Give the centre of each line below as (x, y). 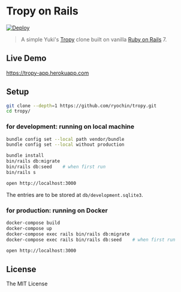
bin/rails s (21, 172)
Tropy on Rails (43, 11)
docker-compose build (33, 223)
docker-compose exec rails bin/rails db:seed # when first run (91, 240)
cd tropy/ (19, 111)
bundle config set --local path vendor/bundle (65, 139)
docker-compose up (29, 228)
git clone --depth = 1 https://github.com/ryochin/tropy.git (82, 106)
